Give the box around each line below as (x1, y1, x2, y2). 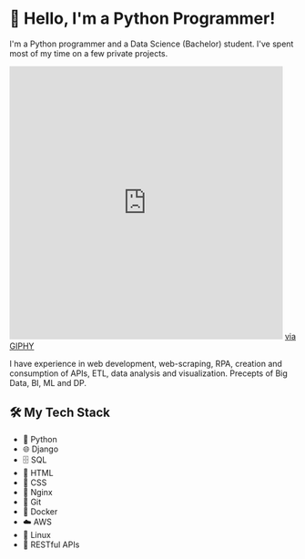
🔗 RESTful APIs (22, 539, 80, 550)
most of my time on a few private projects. (9, 47, 168, 58)
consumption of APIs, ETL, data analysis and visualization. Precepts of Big (9, 368, 289, 379)
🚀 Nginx (22, 486, 53, 497)
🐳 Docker (22, 505, 58, 517)
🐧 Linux (22, 529, 52, 540)
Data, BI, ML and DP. (9, 377, 87, 388)
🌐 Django (22, 443, 59, 454)
